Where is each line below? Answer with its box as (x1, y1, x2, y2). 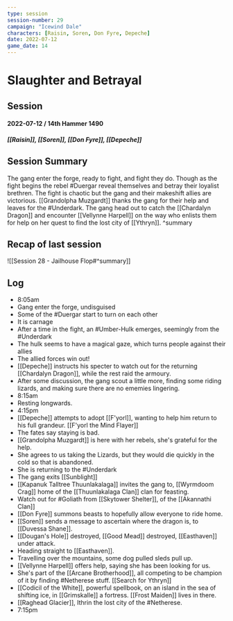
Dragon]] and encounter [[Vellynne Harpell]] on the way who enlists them (7, 211, 217, 219)
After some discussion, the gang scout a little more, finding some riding (17, 377, 222, 385)
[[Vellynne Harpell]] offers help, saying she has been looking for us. (17, 561, 211, 570)
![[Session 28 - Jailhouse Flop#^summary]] (7, 257, 131, 265)
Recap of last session (7, 238, 102, 250)
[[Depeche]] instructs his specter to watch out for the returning (17, 362, 198, 371)
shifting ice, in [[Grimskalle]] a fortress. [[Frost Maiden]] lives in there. (17, 591, 217, 599)
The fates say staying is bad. (17, 428, 100, 437)
